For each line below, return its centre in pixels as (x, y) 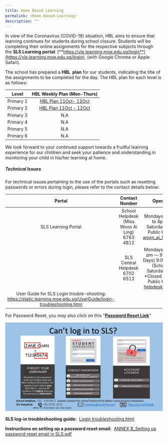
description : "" (22, 21)
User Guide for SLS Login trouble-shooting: (61, 294)
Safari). (13, 62)
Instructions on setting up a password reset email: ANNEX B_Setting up (81, 429)
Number (128, 203)
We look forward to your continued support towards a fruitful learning (77, 147)
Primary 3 (17, 115)
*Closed (153, 276)
